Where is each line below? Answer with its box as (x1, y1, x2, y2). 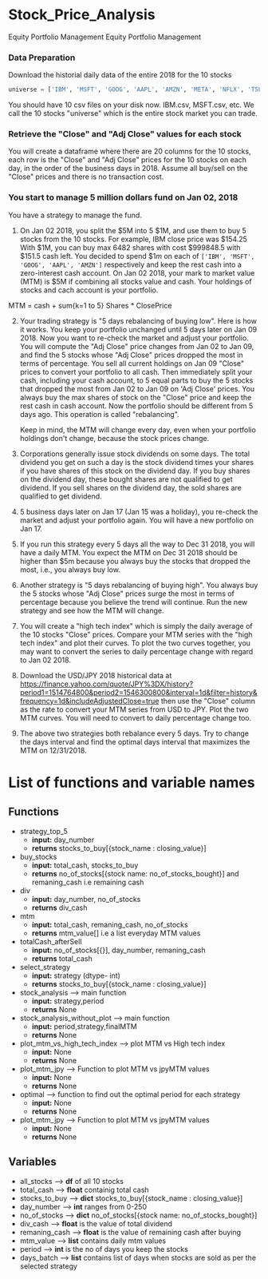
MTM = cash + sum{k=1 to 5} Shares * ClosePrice (8, 300, 172, 310)
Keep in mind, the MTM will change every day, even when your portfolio (19, 425, 257, 435)
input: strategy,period (31, 996, 104, 1006)
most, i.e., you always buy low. (19, 565, 121, 574)
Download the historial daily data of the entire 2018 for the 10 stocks (8, 70, 232, 80)
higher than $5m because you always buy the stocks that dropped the (19, 556, 251, 566)
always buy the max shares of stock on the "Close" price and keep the (19, 392, 252, 402)
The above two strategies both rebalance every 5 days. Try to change (19, 729, 250, 738)
